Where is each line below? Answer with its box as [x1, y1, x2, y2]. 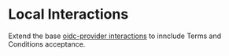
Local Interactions [8, 5, 129, 23]
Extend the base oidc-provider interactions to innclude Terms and [8, 31, 222, 40]
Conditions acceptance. [8, 39, 86, 48]
